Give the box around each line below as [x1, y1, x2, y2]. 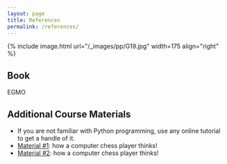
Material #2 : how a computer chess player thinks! [17, 149, 159, 157]
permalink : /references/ [7, 23, 79, 30]
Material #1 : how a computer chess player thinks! [17, 142, 158, 149]
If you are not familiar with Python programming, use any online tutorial [17, 126, 221, 135]
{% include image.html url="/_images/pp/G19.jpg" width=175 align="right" [7, 42, 219, 51]
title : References [7, 17, 60, 24]
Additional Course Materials [7, 108, 131, 120]
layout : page [7, 10, 45, 17]
